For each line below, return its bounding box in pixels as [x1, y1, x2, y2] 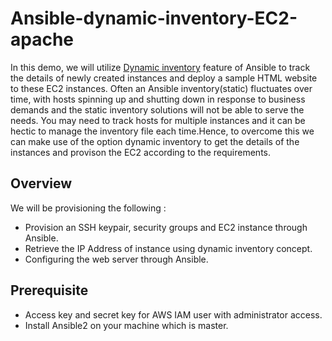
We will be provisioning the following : [10, 202, 167, 214]
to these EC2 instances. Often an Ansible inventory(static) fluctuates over [10, 82, 313, 94]
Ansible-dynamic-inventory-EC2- [10, 7, 298, 30]
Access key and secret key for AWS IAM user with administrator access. [24, 308, 323, 321]
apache [10, 28, 75, 51]
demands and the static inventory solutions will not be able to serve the [10, 103, 305, 116]
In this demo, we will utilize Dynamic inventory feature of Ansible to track [10, 61, 311, 73]
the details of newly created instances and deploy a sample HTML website [10, 72, 318, 84]
